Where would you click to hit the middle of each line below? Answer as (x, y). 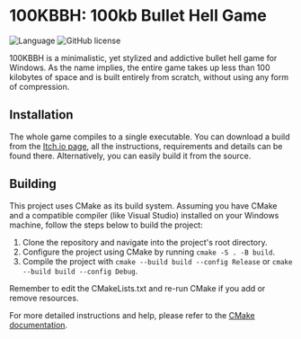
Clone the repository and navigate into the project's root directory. (145, 242)
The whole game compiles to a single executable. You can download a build (150, 137)
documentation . (39, 325)
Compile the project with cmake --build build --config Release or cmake (157, 261)
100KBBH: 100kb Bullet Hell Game (138, 16)
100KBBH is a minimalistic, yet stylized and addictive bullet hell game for (143, 58)
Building (33, 184)
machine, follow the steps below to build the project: (106, 225)
